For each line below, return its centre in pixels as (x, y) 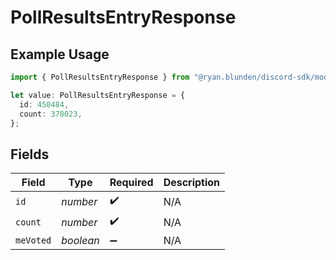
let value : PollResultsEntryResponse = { (98, 95)
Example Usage (60, 54)
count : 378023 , (51, 114)
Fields (30, 154)
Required (131, 183)
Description (192, 183)
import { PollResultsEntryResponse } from (100, 77)
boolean (80, 241)
